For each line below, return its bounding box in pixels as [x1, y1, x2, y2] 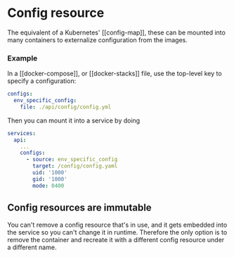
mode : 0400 [32, 182, 65, 189]
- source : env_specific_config [25, 156, 118, 163]
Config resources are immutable [7, 202, 152, 214]
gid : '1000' [32, 175, 68, 182]
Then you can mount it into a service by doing [7, 116, 141, 125]
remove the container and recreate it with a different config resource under [7, 235, 225, 244]
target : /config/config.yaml [32, 163, 118, 170]
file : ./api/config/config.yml [20, 104, 112, 111]
